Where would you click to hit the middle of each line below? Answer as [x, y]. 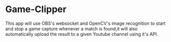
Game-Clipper [36, 9]
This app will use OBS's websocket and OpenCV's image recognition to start [85, 23]
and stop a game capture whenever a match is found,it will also [72, 28]
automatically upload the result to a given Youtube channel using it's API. [82, 34]
